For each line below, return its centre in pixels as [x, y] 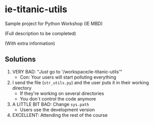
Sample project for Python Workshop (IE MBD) [54, 23]
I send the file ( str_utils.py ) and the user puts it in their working [81, 82]
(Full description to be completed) [40, 33]
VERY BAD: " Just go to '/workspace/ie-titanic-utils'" [67, 71]
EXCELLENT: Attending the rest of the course [60, 115]
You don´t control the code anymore [58, 99]
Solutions [20, 59]
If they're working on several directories [62, 93]
